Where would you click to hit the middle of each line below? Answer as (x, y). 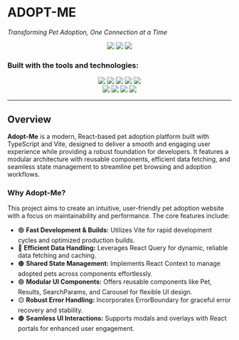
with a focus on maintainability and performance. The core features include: (118, 216)
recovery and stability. (50, 310)
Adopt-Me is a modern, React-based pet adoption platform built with (108, 137)
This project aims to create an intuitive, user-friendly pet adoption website (116, 208)
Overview (30, 119)
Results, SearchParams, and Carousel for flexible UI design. (105, 292)
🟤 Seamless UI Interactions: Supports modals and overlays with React (122, 319)
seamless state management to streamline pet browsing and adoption (110, 167)
